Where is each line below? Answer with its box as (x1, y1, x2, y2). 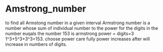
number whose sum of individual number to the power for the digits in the (5, 25, 158, 31)
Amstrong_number (5, 3, 86, 15)
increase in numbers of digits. (5, 41, 67, 47)
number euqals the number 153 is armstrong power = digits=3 (5, 30, 134, 36)
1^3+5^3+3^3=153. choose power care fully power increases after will (5, 36, 150, 42)
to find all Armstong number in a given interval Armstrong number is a (5, 20, 150, 26)
